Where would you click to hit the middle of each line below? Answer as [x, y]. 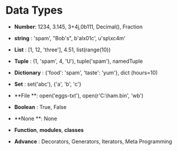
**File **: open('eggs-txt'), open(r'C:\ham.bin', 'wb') [79, 95]
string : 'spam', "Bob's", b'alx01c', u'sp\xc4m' [70, 38]
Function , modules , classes [49, 130]
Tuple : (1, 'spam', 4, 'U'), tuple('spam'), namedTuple [78, 61]
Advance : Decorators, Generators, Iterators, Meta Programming [93, 141]
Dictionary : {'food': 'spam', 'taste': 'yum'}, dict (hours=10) [86, 72]
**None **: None [36, 118]
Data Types [34, 10]
